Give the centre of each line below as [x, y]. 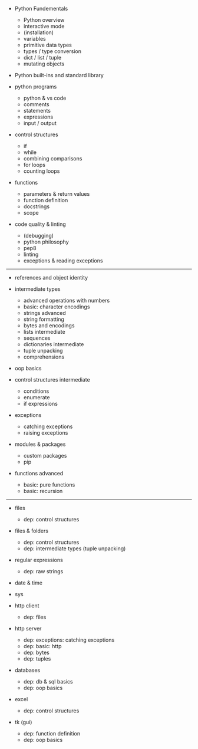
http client [27, 606]
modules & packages [40, 444]
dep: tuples [37, 659]
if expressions [40, 404]
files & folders [32, 531]
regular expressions [39, 560]
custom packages [45, 456]
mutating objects [44, 64]
